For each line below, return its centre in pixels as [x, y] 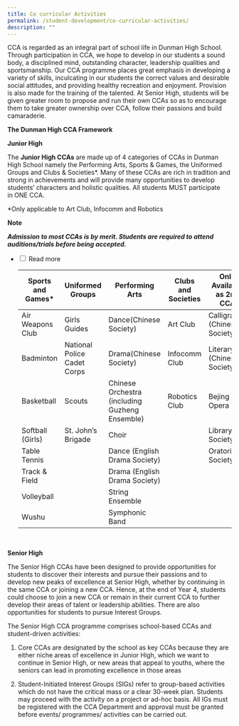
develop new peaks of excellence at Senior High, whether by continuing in [116, 582]
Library [221, 430]
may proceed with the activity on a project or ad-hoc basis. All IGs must [123, 700]
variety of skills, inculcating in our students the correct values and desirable [118, 78]
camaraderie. [27, 116]
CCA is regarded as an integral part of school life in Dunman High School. [115, 48]
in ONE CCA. [26, 195]
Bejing [219, 397]
